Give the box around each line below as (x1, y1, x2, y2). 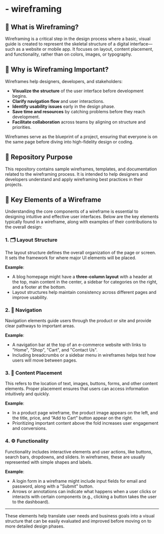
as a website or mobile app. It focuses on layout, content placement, (16, 46, 154, 52)
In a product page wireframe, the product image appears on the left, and (12, 410, 158, 416)
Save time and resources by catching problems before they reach (12, 108, 145, 114)
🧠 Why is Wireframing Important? (5, 65, 109, 74)
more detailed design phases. (5, 523, 65, 529)
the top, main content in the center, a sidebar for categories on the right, (12, 279, 158, 285)
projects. (5, 182, 23, 187)
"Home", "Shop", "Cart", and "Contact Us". (12, 347, 98, 353)
